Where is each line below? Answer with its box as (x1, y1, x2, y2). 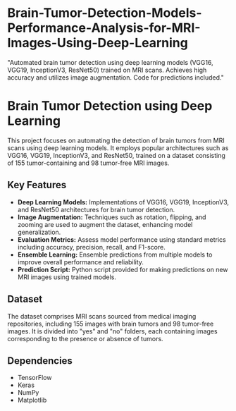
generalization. (17, 228, 61, 236)
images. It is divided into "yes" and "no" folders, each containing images (7, 326, 218, 336)
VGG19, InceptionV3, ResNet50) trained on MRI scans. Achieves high (7, 66, 207, 74)
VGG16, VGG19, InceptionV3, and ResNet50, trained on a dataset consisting (7, 151, 225, 159)
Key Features (7, 179, 67, 191)
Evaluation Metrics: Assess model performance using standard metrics (17, 235, 227, 244)
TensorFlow (17, 374, 52, 382)
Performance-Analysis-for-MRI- (7, 20, 201, 36)
